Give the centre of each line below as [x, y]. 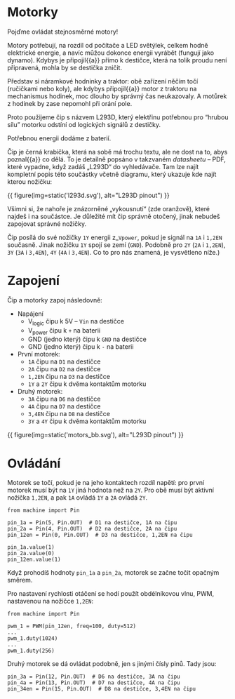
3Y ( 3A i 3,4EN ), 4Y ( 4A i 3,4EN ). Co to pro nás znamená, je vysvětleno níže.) [114, 252]
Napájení [30, 314]
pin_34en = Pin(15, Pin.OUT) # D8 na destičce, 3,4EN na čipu [102, 689]
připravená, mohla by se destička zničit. [65, 67]
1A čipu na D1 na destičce [64, 361]
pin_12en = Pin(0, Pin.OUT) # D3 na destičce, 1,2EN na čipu [100, 535]
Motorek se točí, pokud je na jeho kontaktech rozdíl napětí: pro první [106, 483]
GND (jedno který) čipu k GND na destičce [87, 339]
